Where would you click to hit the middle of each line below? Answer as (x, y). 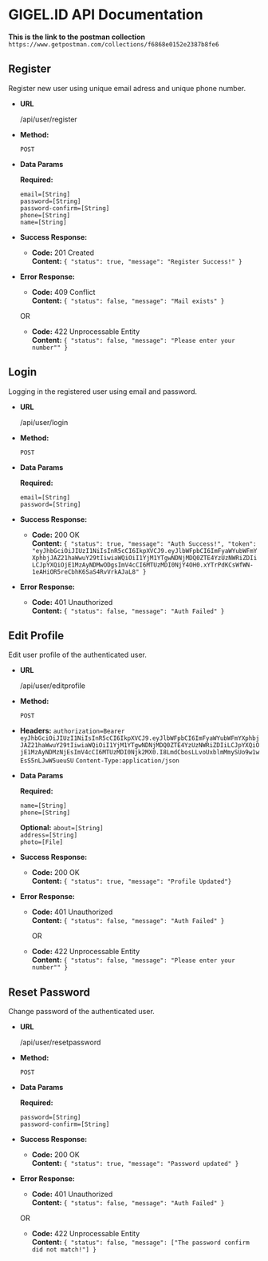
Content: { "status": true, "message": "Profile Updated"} (132, 881)
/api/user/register (48, 119)
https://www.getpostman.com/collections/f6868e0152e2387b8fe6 (114, 44)
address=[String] (49, 835)
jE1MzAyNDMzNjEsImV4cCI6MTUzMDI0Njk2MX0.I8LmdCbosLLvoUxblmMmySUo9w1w (140, 753)
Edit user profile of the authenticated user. (78, 655)
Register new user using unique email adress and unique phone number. (127, 88)
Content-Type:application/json (127, 761)
